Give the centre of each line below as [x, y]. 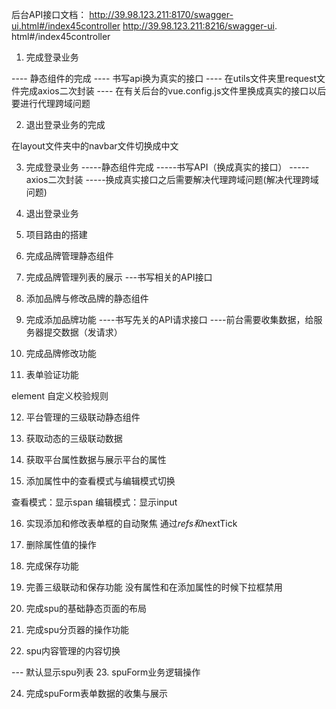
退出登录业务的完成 [65, 124]
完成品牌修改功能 [61, 353]
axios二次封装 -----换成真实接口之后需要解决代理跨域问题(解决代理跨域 [172, 179]
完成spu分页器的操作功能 [77, 629]
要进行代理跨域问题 [51, 103]
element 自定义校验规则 [60, 396]
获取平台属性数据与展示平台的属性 [96, 459]
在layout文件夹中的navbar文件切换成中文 [95, 146]
